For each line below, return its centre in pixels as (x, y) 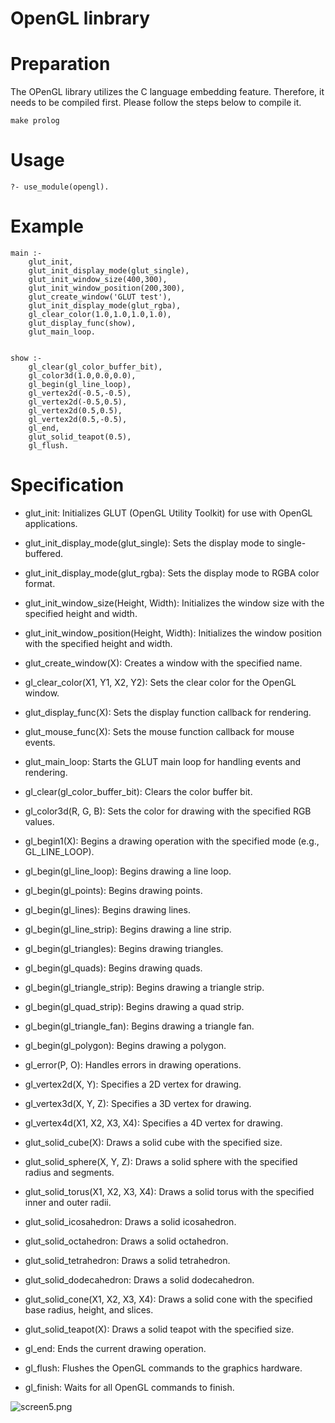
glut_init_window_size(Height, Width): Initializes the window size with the (174, 603)
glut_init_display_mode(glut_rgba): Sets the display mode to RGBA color (172, 573)
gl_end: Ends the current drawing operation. (115, 1348)
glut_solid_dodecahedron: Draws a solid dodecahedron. (139, 1279)
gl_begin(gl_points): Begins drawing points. (113, 890)
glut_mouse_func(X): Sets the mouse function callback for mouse (159, 731)
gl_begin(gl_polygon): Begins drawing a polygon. (125, 1045)
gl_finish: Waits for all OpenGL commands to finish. (129, 1387)
